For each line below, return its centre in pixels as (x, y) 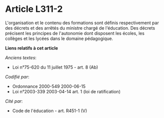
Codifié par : (17, 77)
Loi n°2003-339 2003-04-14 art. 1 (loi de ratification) (66, 91)
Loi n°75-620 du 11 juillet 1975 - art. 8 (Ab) (55, 67)
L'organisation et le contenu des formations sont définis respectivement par (82, 23)
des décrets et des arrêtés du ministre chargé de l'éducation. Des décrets (80, 28)
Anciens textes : (21, 57)
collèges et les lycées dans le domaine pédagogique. (59, 39)
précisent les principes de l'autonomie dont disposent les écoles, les (75, 33)
